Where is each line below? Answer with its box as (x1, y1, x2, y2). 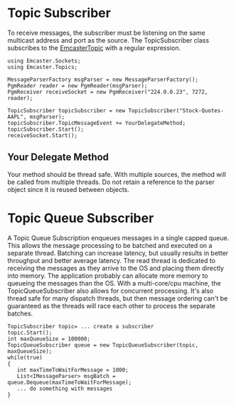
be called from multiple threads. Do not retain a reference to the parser (7, 178, 215, 186)
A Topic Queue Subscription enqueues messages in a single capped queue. (7, 233, 230, 242)
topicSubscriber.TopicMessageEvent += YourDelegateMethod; (7, 119, 186, 126)
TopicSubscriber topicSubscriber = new (7, 107, 126, 114)
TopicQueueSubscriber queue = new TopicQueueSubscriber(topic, (7, 341, 199, 349)
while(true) (7, 354, 43, 361)
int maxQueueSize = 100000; (7, 335, 91, 342)
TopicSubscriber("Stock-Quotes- (128, 107, 224, 114)
